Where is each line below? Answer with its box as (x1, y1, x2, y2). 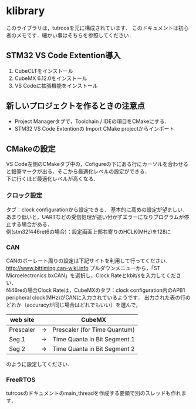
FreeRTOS (6, 375, 36, 384)
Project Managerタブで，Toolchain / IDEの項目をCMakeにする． (14, 118, 170, 125)
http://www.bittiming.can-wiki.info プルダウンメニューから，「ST (6, 264, 161, 271)
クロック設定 (6, 191, 43, 199)
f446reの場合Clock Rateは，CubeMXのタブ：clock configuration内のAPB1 (6, 287, 185, 294)
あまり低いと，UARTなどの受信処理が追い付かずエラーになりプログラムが (6, 213, 184, 220)
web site (9, 315, 35, 324)
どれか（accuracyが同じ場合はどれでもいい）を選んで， (6, 301, 141, 308)
